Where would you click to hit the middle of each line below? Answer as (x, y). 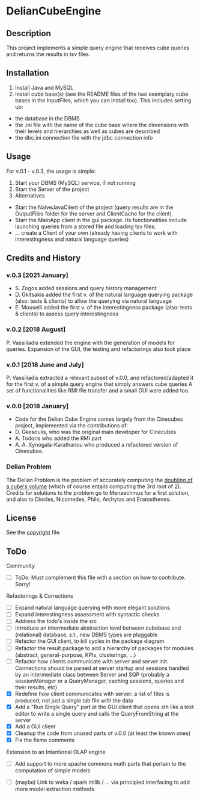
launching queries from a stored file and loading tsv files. (85, 226)
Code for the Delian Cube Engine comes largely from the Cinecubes (99, 419)
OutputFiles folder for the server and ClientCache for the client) (93, 213)
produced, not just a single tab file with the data (74, 700)
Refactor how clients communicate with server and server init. (92, 661)
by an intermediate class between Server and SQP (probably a (92, 674)
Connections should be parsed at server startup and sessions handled (102, 668)
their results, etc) (36, 687)
